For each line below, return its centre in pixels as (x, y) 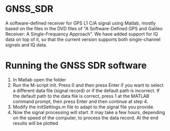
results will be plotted (35, 123)
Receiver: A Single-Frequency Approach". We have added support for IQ (82, 34)
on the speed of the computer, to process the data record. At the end (86, 118)
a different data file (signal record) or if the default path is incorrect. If (86, 91)
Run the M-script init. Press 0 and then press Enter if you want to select (88, 85)
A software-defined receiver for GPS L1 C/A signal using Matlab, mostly (81, 23)
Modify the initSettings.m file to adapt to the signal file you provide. (83, 107)
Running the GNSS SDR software (76, 66)
